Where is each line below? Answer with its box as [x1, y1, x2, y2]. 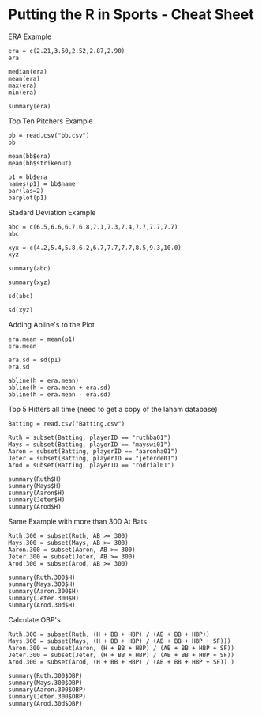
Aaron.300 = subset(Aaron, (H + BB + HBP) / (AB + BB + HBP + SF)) [8, 644, 235, 652]
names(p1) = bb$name [8, 180, 77, 187]
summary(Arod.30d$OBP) [8, 699, 83, 707]
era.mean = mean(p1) [8, 335, 77, 343]
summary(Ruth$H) [8, 475, 62, 483]
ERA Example [8, 32, 52, 41]
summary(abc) [8, 264, 51, 272]
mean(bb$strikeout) [8, 159, 73, 167]
